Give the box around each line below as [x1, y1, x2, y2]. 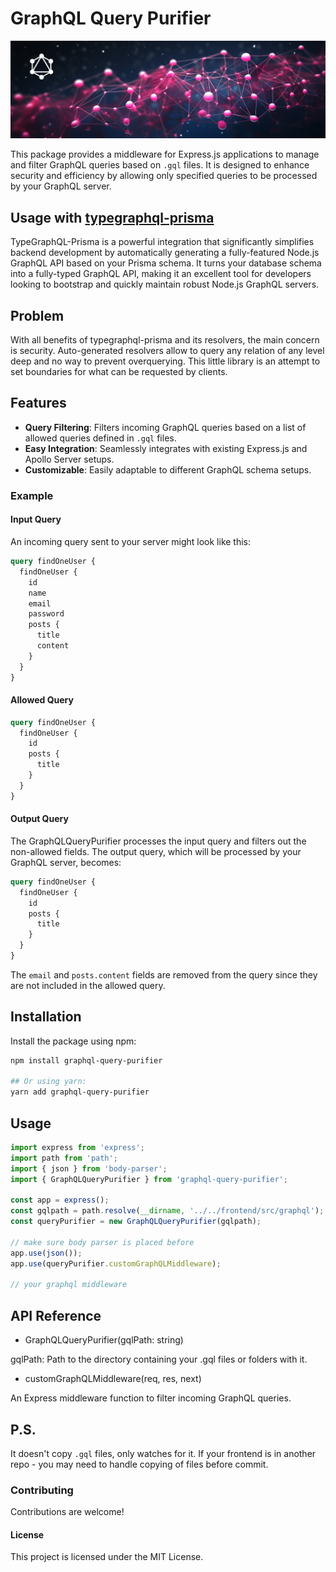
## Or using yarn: [10, 1077, 87, 1087]
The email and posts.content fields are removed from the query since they [10, 968, 318, 981]
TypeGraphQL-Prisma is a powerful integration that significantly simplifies [10, 236, 315, 248]
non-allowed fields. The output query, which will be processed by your [10, 845, 302, 857]
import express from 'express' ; [10, 1143, 145, 1153]
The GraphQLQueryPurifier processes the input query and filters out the [10, 835, 307, 847]
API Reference [10, 1307, 102, 1324]
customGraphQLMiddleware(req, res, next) [24, 1373, 202, 1385]
